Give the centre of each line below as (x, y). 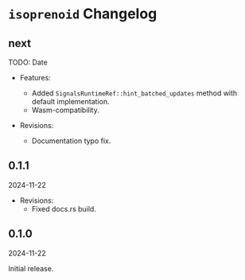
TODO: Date (28, 62)
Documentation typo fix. (71, 141)
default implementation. (70, 101)
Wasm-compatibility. (65, 110)
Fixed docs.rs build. (64, 208)
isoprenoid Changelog (83, 14)
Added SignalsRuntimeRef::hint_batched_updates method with (134, 93)
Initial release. (31, 268)
